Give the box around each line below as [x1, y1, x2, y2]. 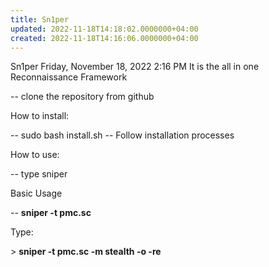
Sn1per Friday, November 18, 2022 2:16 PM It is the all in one [10, 61, 260, 73]
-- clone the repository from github [10, 91, 155, 103]
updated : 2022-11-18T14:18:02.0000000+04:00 [10, 24, 199, 34]
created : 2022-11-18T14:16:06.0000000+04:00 [10, 33, 199, 43]
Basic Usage [10, 187, 63, 200]
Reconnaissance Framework [10, 71, 128, 83]
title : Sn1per [10, 14, 70, 25]
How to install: [10, 110, 70, 122]
